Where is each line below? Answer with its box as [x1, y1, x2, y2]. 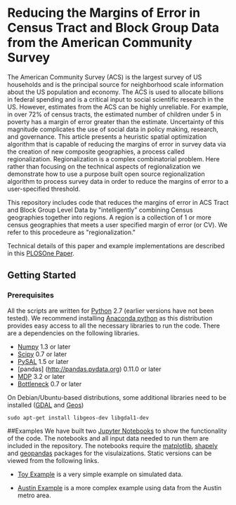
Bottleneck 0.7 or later [17, 379, 82, 388]
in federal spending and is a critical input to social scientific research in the [7, 95, 224, 103]
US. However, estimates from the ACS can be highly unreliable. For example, [7, 102, 229, 111]
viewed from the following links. [7, 456, 100, 464]
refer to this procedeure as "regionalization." [7, 228, 136, 236]
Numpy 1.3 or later [17, 342, 71, 351]
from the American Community [7, 35, 192, 50]
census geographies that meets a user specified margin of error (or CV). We [7, 220, 228, 229]
